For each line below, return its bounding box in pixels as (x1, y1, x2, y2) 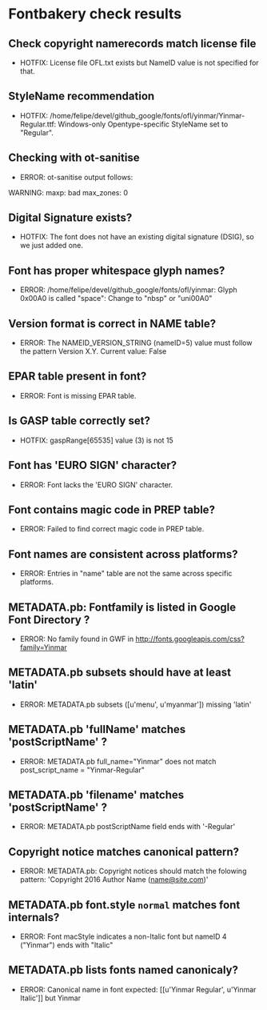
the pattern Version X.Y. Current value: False (19, 347, 167, 356)
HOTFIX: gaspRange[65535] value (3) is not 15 (19, 435, 173, 445)
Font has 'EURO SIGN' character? (8, 459, 177, 472)
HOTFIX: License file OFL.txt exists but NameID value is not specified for (19, 58, 259, 67)
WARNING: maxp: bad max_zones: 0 (8, 187, 129, 197)
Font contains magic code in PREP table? (8, 503, 216, 516)
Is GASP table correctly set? (8, 414, 150, 428)
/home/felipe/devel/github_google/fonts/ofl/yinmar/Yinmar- (50, 110, 245, 120)
